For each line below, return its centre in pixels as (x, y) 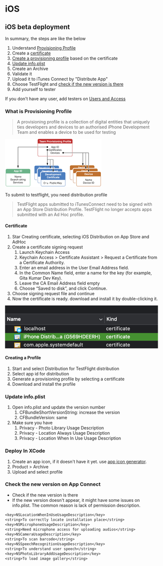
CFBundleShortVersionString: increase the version (70, 412)
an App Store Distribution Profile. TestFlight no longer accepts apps (84, 210)
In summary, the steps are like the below (45, 38)
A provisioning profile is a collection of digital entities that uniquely (83, 122)
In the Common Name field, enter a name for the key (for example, (85, 273)
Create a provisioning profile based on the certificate (65, 58)
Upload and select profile (37, 472)
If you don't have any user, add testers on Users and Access (65, 99)
